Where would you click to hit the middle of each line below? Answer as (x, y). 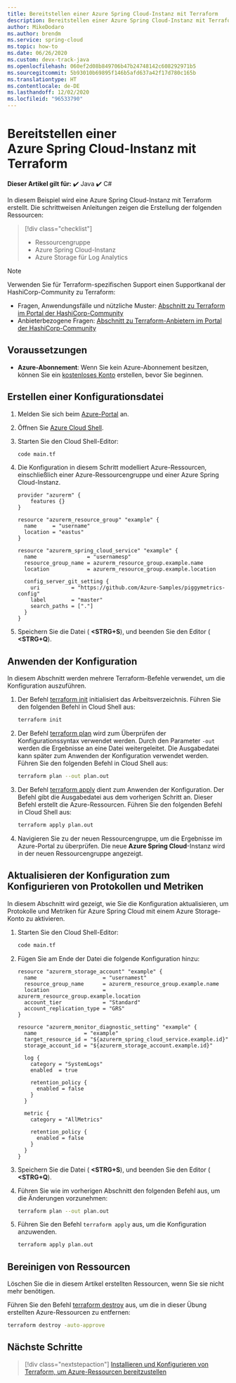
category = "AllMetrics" (67, 1120)
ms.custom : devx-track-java (48, 60)
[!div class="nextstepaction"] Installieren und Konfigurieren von (117, 1364)
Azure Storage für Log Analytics (81, 257)
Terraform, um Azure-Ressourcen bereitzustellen (96, 1372)
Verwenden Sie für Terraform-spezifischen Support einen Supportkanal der (117, 284)
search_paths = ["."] (62, 607)
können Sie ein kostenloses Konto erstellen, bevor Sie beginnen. (110, 375)
